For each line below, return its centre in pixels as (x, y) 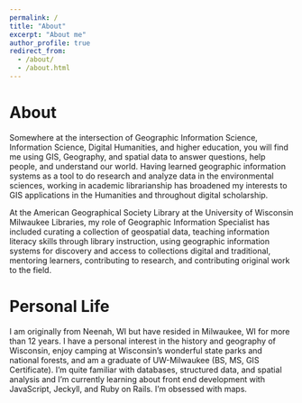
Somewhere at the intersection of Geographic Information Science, (134, 137)
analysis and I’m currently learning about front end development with (137, 379)
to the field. (31, 270)
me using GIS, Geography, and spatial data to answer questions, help (137, 156)
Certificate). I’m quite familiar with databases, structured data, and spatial (146, 370)
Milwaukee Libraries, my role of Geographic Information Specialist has (140, 222)
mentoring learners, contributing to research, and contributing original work (150, 260)
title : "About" (38, 26)
